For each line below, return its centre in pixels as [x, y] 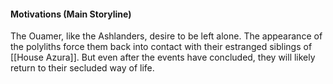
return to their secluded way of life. [82, 68]
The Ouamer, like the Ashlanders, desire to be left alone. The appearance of [166, 36]
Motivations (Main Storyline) [71, 14]
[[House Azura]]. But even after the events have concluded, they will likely [163, 57]
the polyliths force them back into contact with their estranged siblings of [161, 47]
